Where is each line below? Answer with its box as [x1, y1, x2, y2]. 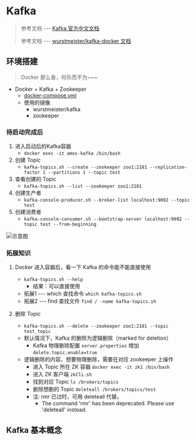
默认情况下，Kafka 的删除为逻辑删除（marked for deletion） [23, 334, 172, 341]
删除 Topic [14, 310, 41, 318]
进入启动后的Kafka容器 [14, 143, 72, 150]
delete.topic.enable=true [32, 350, 97, 356]
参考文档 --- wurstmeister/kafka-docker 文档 [20, 37, 131, 44]
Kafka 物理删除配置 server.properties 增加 [32, 342, 139, 349]
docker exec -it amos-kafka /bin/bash [23, 150, 121, 156]
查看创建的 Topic [14, 176, 57, 183]
